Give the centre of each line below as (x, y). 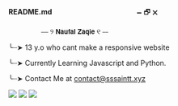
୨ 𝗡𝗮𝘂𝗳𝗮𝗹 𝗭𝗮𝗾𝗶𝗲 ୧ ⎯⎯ (79, 31)
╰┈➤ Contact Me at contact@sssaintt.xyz (77, 78)
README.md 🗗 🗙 (83, 12)
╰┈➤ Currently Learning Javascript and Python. (87, 63)
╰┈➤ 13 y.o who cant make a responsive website (89, 47)
